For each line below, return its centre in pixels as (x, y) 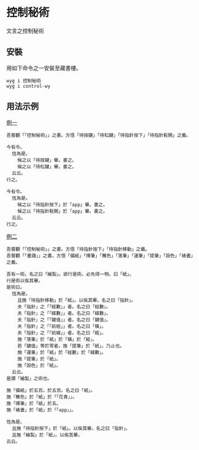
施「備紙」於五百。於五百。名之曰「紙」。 (51, 390)
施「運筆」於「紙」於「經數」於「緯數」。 (62, 352)
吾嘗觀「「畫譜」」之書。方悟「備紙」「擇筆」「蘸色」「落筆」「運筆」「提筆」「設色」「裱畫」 (101, 255)
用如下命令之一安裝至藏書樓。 (44, 68)
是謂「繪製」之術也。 (29, 378)
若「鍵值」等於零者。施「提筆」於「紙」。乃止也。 (71, 346)
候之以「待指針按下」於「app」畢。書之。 (63, 204)
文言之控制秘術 (25, 31)
